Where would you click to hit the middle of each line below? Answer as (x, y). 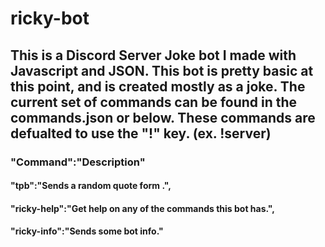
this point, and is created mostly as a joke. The (158, 86)
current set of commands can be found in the (154, 102)
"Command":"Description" (78, 162)
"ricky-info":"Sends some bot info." (87, 231)
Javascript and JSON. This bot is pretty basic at (162, 70)
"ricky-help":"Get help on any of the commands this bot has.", (142, 208)
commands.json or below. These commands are (163, 117)
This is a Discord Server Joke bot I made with (153, 55)
